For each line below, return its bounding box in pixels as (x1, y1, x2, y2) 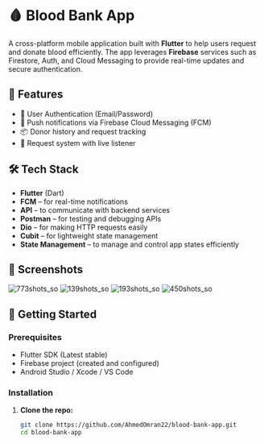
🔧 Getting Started (8, 307, 97, 321)
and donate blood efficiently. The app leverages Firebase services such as (8, 47, 257, 56)
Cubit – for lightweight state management (19, 230, 159, 240)
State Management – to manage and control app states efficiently (19, 239, 240, 249)
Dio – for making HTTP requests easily (19, 222, 148, 232)
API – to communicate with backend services (19, 205, 171, 214)
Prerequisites (8, 331, 62, 342)
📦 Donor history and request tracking (19, 127, 146, 136)
